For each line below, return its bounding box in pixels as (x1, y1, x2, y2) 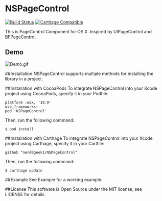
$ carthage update (5, 168, 43, 173)
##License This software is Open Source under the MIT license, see (5, 186, 142, 192)
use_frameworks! (5, 104, 38, 109)
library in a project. (5, 75, 43, 81)
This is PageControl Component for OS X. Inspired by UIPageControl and (5, 28, 152, 34)
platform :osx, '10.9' (5, 100, 51, 105)
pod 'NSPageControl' (5, 108, 47, 113)
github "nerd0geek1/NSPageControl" (5, 150, 78, 155)
